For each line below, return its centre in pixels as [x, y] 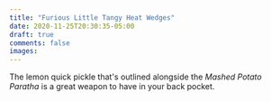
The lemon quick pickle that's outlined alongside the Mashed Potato [136, 77]
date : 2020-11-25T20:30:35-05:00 [72, 26]
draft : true [32, 34]
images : [24, 51]
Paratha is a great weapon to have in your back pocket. [112, 87]
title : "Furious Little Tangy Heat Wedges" [92, 18]
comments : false [40, 43]
